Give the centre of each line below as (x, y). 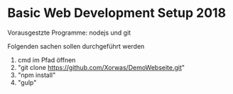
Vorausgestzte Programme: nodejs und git (69, 33)
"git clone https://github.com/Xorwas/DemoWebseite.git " (101, 67)
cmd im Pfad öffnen (47, 60)
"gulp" (27, 82)
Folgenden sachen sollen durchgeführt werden (76, 46)
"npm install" (37, 75)
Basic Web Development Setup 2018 (116, 13)
